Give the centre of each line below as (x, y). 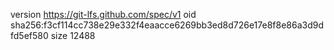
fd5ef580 (29, 35)
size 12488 (73, 35)
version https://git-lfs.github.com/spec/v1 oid (103, 14)
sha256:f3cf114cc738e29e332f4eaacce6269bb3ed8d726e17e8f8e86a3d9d (167, 25)
